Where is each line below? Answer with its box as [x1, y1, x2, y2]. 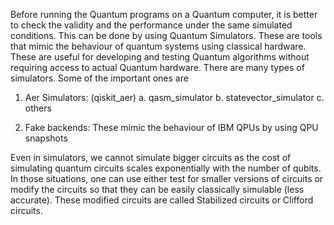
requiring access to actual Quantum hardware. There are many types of [10, 62, 305, 73]
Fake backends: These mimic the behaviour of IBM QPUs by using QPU [24, 122, 319, 133]
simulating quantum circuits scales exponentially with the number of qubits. [10, 162, 322, 174]
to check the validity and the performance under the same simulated [10, 19, 293, 31]
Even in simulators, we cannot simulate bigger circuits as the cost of [10, 152, 292, 163]
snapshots [24, 132, 68, 144]
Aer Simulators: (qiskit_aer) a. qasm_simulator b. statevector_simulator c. [24, 92, 325, 103]
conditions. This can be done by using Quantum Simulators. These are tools [10, 30, 323, 41]
